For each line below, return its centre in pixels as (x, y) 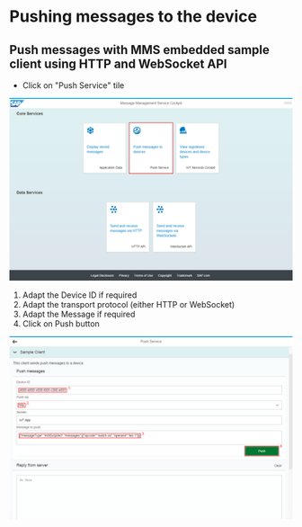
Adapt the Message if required (79, 314)
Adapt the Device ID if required (80, 295)
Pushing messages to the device (133, 17)
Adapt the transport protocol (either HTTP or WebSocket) (129, 304)
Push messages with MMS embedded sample (139, 50)
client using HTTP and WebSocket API (118, 63)
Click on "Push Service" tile (73, 85)
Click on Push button (61, 323)
